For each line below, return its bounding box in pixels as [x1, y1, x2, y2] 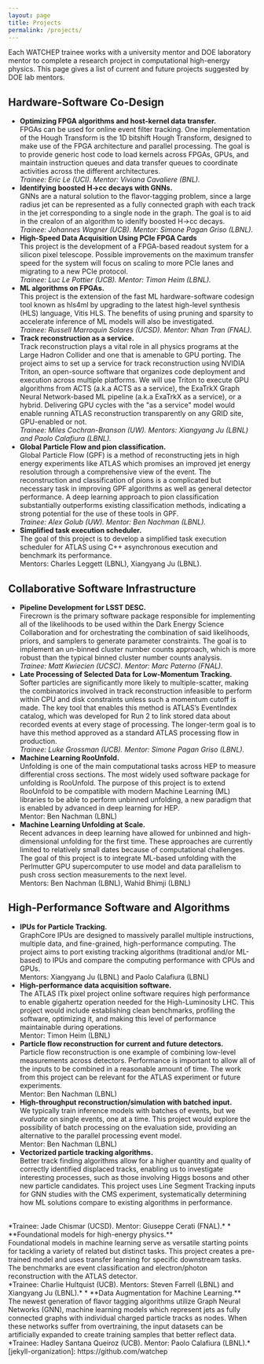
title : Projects [8, 19, 61, 27]
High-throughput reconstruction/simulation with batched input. [19, 1097, 233, 1107]
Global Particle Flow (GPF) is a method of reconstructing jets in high [19, 450, 240, 460]
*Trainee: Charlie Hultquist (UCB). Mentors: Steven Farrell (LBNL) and [8, 1279, 234, 1289]
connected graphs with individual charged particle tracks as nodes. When [8, 1313, 247, 1322]
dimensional [19, 836, 60, 846]
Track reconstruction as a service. [19, 333, 135, 343]
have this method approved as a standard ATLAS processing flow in [19, 728, 240, 737]
